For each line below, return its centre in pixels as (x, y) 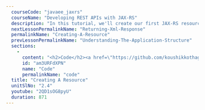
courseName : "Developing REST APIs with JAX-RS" (74, 18)
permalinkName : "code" (51, 75)
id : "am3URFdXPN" (44, 63)
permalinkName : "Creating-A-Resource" (61, 35)
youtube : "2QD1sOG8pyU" (41, 92)
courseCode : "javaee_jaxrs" (47, 12)
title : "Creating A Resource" (50, 80)
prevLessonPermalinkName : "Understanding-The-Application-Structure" (102, 40)
